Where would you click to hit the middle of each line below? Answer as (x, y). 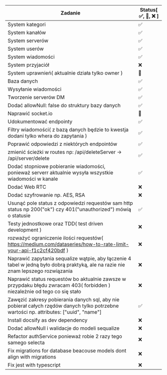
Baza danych (23, 81)
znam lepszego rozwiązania (40, 271)
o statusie (19, 215)
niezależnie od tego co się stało (44, 292)
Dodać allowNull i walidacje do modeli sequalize (64, 328)
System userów (26, 49)
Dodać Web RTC (27, 187)
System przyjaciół (29, 65)
